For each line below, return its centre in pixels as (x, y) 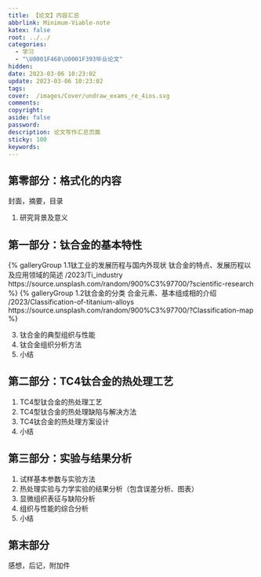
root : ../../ (29, 37)
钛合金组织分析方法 (51, 345)
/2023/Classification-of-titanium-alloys (71, 302)
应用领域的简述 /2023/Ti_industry (69, 275)
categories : (27, 45)
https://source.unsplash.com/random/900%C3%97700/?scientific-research (131, 284)
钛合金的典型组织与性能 (57, 335)
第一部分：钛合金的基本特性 (75, 245)
